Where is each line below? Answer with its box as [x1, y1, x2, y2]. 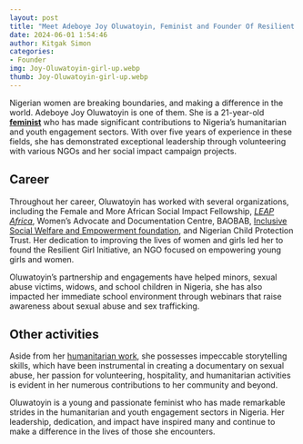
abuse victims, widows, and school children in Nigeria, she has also [9, 281, 263, 291]
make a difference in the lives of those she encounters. [9, 426, 216, 437]
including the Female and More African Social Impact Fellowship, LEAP [9, 205, 275, 216]
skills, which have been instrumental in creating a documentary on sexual [9, 360, 285, 371]
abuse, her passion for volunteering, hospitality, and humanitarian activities [9, 370, 291, 381]
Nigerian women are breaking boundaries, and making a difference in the [9, 97, 284, 108]
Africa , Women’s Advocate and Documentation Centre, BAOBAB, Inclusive [9, 215, 288, 226]
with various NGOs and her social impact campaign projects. [9, 145, 237, 156]
